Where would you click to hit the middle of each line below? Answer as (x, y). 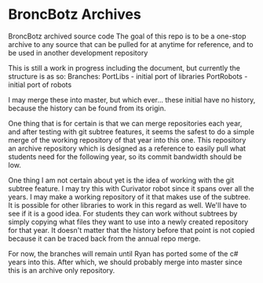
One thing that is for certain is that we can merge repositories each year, (125, 123)
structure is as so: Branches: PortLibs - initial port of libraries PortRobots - (128, 76)
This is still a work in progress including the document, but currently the (124, 67)
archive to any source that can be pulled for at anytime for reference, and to (131, 44)
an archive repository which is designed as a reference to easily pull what (127, 148)
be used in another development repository (78, 53)
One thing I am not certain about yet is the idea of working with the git (121, 180)
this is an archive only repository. (62, 270)
